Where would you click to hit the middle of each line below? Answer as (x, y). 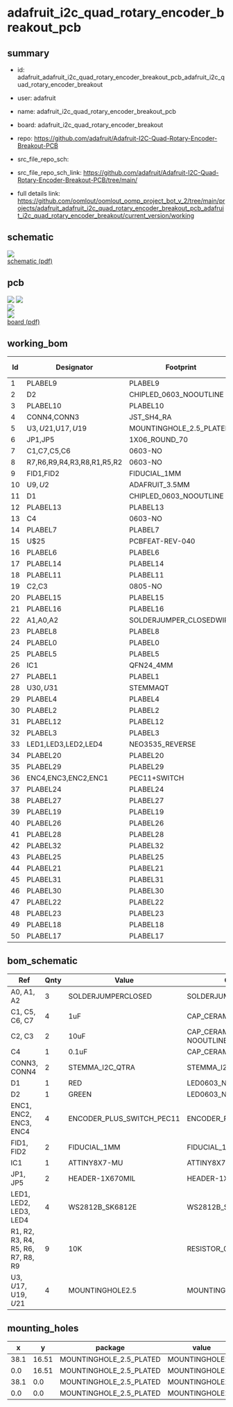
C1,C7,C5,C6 (49, 451)
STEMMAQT (149, 688)
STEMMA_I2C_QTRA (102, 1068)
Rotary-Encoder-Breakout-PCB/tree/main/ (77, 180)
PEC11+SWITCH (157, 778)
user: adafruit (36, 98)
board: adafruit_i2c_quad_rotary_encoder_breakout (90, 125)
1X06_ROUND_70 (159, 440)
